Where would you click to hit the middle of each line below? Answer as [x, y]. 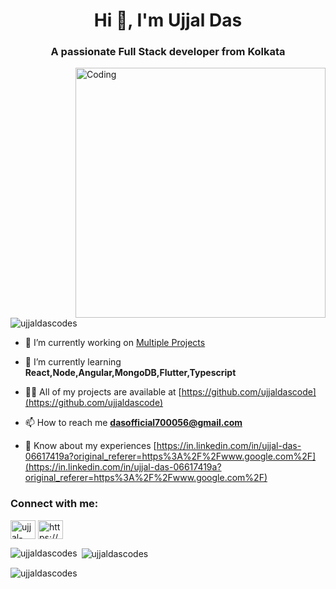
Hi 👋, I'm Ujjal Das [168, 20]
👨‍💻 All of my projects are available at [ [103, 392]
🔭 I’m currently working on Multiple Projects [115, 343]
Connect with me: [54, 504]
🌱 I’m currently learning [73, 362]
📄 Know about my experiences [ [90, 446]
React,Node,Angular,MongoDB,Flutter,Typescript [130, 373]
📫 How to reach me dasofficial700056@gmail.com [133, 423]
